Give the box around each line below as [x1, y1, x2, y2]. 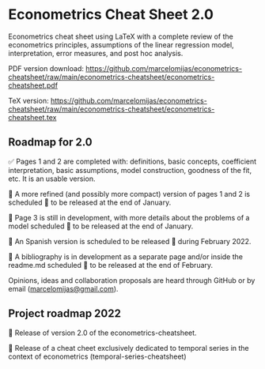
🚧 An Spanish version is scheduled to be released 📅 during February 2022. [8, 236, 252, 246]
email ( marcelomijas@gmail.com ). [8, 284, 119, 293]
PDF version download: [8, 63, 85, 73]
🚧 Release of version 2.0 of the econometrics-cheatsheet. [8, 328, 197, 337]
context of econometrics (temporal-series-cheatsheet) [8, 352, 187, 361]
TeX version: [8, 96, 49, 105]
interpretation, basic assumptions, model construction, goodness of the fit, [8, 165, 252, 175]
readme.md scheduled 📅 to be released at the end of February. [8, 260, 214, 269]
